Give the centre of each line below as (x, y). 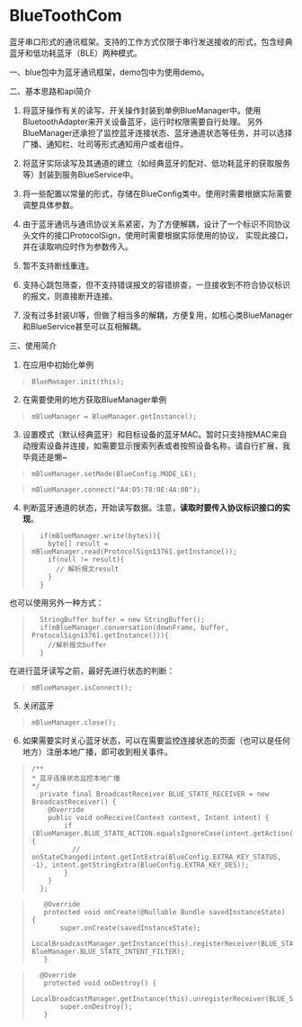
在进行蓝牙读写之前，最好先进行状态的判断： (92, 671)
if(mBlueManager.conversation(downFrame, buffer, (134, 627)
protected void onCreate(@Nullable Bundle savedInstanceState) (164, 912)
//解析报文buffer (78, 644)
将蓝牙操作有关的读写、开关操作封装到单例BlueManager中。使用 (142, 110)
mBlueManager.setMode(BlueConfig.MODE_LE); (114, 473)
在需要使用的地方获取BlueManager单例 (94, 399)
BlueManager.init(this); (78, 382)
